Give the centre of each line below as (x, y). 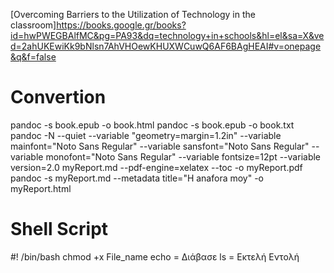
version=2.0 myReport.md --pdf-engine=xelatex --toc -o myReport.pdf (156, 167)
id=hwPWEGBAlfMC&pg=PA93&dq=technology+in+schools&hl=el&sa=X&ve (167, 35)
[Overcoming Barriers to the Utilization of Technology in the (133, 14)
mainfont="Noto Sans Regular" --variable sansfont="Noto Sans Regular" (160, 146)
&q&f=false (33, 57)
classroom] (33, 25)
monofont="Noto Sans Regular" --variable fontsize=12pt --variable (183, 156)
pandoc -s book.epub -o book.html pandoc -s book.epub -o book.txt (152, 125)
